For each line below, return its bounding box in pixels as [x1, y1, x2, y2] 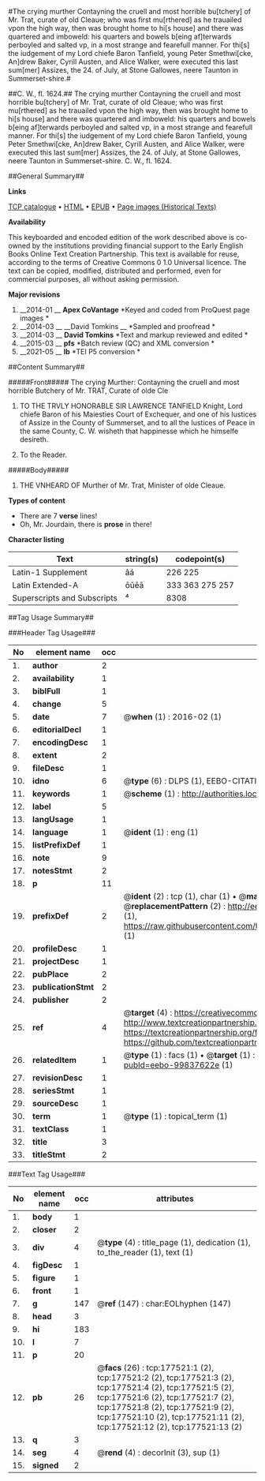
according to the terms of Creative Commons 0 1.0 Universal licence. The [8, 258, 247, 267]
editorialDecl [32, 724, 81, 735]
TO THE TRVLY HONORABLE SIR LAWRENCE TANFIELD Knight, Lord [19, 402, 243, 410]
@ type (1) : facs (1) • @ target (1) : [123, 1049, 256, 1060]
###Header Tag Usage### [8, 628, 96, 638]
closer [32, 1225, 57, 1235]
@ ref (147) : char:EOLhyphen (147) [97, 1298, 231, 1309]
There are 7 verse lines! [19, 511, 98, 520]
